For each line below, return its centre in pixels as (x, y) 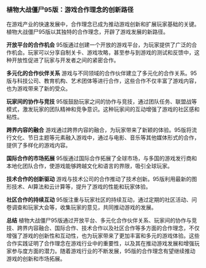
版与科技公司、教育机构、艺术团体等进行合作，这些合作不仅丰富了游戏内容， (103, 81)
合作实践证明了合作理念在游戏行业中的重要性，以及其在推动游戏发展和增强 (100, 243)
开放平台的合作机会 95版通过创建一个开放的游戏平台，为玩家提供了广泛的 (99, 45)
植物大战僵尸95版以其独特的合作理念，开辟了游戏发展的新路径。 (87, 32)
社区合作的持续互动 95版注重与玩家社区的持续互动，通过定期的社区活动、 (99, 200)
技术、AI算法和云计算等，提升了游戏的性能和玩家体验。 (81, 187)
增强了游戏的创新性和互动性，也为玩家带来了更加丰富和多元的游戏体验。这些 (103, 236)
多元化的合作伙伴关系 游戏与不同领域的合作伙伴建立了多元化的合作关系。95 (102, 73)
